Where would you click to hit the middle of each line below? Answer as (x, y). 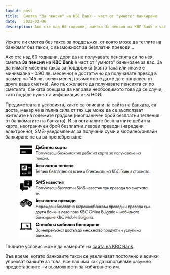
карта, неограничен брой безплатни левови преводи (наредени (74, 126)
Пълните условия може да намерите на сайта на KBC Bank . (70, 246)
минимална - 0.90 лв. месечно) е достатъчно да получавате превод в (81, 73)
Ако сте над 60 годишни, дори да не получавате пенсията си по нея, (80, 57)
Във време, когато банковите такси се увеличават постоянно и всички (82, 256)
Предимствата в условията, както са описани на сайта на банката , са (81, 105)
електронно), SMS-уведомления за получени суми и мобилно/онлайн (81, 131)
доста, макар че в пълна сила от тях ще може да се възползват (74, 110)
